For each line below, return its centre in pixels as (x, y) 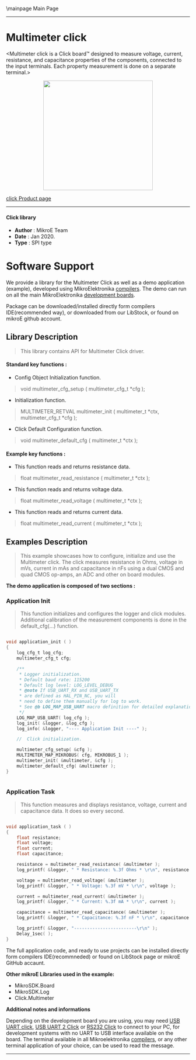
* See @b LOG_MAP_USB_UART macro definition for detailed (91, 707)
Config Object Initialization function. (57, 378)
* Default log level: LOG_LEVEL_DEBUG (66, 685)
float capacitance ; (40, 854)
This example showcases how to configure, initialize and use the (98, 556)
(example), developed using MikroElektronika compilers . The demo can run (96, 289)
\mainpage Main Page (32, 8)
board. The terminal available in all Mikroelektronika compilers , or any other (97, 1039)
